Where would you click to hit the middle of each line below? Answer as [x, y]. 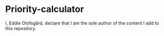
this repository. [21, 28]
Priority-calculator [45, 9]
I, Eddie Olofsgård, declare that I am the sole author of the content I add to [82, 23]
